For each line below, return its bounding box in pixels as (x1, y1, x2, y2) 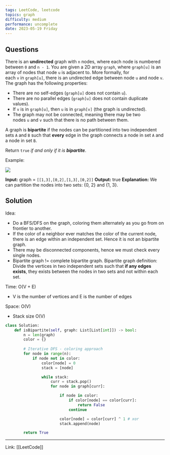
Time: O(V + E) (5, 284, 36, 290)
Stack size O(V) (12, 313, 46, 319)
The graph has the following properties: (5, 80, 88, 86)
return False (77, 402, 105, 407)
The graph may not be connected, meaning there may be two (12, 111, 141, 117)
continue (68, 407, 87, 412)
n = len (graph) (23, 332, 56, 337)
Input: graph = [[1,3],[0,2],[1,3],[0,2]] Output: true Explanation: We (5, 176, 157, 183)
